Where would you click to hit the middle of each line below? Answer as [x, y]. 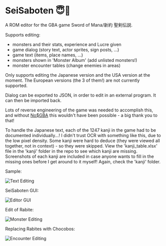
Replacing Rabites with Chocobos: [40, 229]
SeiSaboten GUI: [22, 190]
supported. [16, 85]
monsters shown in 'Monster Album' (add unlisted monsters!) [75, 60]
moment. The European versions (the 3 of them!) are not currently [73, 80]
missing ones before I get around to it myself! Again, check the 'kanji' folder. [83, 161]
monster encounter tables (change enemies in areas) [66, 65]
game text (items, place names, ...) [48, 55]
